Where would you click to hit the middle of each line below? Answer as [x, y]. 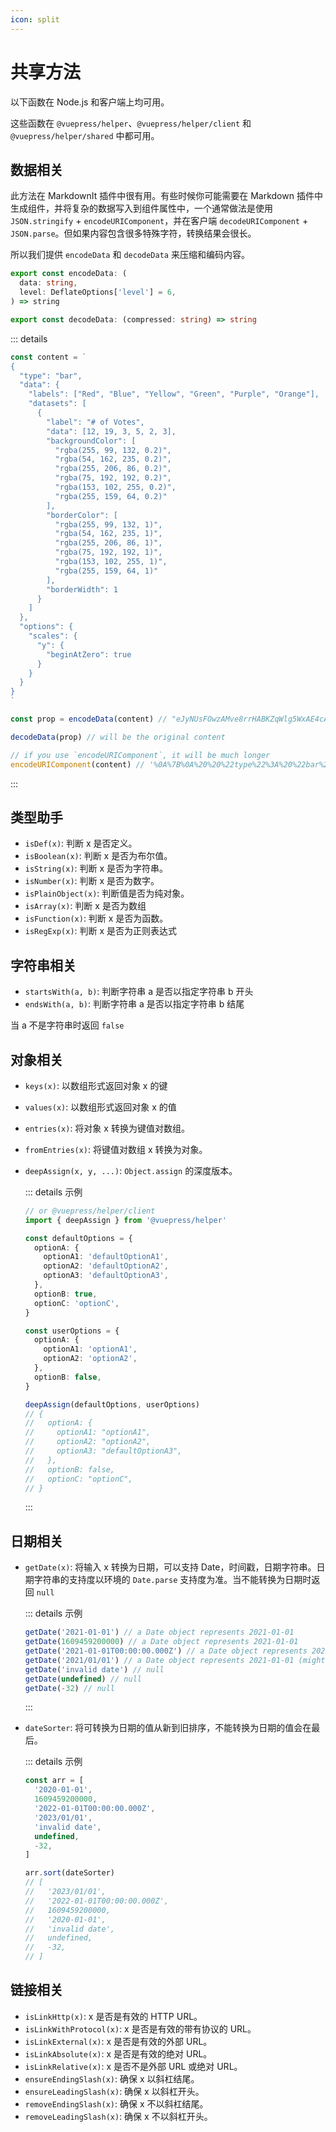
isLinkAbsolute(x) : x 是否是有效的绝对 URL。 [118, 2053]
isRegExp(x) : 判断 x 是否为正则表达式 [101, 931]
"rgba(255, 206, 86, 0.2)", [113, 469]
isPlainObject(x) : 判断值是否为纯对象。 [107, 893]
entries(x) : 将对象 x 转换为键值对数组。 [107, 1128]
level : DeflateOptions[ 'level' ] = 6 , [98, 292]
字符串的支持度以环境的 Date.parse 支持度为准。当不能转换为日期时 [172, 1580]
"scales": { [53, 636]
